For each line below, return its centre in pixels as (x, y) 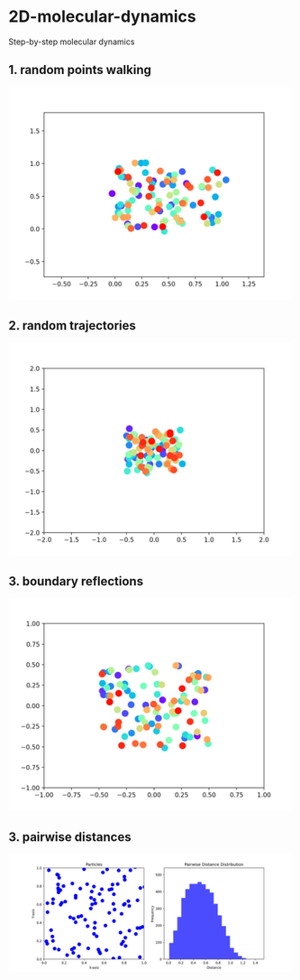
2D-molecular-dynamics (102, 17)
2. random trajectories (73, 326)
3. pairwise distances (70, 837)
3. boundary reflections (76, 581)
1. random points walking (80, 70)
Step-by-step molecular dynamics (72, 42)
